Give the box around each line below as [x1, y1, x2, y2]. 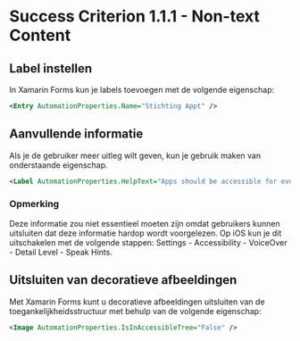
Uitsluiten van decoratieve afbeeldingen [9, 272, 237, 287]
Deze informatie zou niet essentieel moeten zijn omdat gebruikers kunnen [9, 218, 280, 229]
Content [9, 25, 71, 46]
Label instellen [9, 61, 92, 76]
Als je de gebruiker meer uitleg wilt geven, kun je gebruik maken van [9, 150, 262, 161]
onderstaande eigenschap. [9, 159, 109, 170]
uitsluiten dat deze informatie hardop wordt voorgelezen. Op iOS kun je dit [9, 228, 282, 238]
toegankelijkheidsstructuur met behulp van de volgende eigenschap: [9, 305, 262, 316]
